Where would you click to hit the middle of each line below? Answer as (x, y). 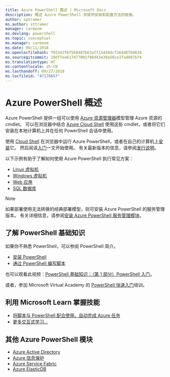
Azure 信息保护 (28, 358)
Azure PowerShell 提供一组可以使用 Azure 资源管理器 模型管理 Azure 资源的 (84, 118)
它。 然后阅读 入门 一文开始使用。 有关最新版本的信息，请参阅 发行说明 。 (84, 147)
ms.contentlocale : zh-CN (31, 67)
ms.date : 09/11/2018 (27, 48)
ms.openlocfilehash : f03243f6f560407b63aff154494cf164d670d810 (74, 52)
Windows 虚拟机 (30, 175)
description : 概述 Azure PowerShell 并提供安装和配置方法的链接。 (71, 15)
